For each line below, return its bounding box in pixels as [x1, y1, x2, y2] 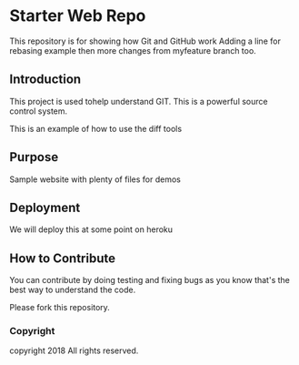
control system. [9, 106, 68, 117]
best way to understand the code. [9, 284, 136, 296]
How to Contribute [9, 250, 116, 266]
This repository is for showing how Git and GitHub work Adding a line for [9, 35, 282, 46]
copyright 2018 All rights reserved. [9, 345, 139, 356]
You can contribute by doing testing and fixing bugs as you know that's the [9, 275, 291, 286]
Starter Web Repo [9, 5, 146, 26]
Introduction [9, 72, 82, 87]
